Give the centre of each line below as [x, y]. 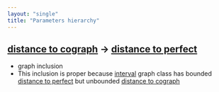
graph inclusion [40, 66]
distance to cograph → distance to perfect [102, 49]
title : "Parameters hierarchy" [54, 21]
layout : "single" [33, 14]
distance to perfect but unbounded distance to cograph [99, 81]
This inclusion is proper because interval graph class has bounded [115, 74]
